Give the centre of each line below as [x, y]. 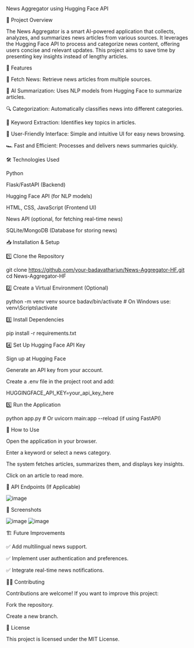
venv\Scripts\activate [32, 308]
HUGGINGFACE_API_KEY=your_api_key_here [60, 393]
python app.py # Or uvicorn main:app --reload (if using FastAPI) [84, 418]
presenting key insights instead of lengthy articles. [67, 56]
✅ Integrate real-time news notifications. [55, 570]
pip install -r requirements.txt [41, 333]
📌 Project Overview [29, 20]
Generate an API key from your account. [55, 370]
